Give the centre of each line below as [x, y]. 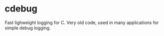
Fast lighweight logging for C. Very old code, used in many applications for [82, 22]
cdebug [21, 9]
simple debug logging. [28, 27]
